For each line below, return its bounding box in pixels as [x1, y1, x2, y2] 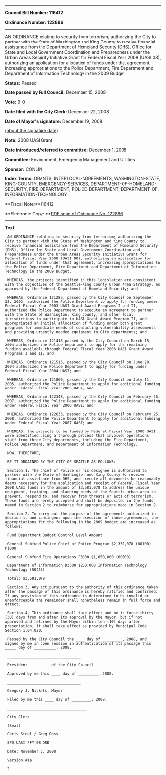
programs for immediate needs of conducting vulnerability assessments [5, 325, 156, 330]
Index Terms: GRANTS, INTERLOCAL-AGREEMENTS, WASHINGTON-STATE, [5, 176, 161, 181]
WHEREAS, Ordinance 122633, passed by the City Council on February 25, [7, 412, 161, 417]
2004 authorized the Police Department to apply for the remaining [5, 343, 147, 347]
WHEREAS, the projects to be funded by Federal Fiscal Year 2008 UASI [7, 429, 156, 434]
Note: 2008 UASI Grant [5, 137, 53, 143]
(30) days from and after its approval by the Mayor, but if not [5, 615, 142, 620]
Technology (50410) [5, 567, 45, 572]
